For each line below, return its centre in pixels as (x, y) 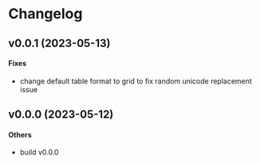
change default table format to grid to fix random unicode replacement (136, 81)
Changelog (45, 14)
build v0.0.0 (39, 153)
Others (20, 134)
